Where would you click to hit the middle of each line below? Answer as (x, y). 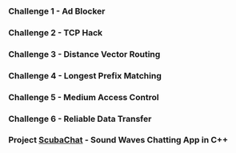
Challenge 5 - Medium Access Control (84, 97)
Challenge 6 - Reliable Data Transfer (80, 119)
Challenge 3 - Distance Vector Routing (84, 54)
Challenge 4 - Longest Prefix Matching (85, 75)
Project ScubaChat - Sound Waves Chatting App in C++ (118, 140)
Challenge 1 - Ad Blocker (57, 11)
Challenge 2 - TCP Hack (56, 32)
